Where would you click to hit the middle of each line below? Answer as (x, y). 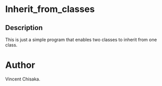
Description (24, 28)
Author (20, 65)
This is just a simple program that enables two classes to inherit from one (81, 39)
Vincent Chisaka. (23, 79)
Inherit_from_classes (50, 9)
